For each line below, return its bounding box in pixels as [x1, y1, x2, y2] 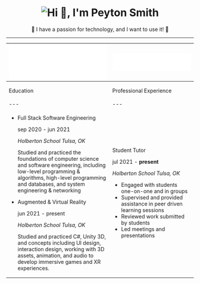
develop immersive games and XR [17, 258, 101, 265]
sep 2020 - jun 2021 [17, 126, 70, 133]
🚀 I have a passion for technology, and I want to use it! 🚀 [31, 26, 169, 33]
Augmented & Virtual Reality [17, 198, 86, 205]
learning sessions [121, 207, 165, 214]
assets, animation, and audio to [17, 252, 94, 259]
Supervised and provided [121, 194, 183, 201]
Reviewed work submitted [121, 213, 185, 220]
